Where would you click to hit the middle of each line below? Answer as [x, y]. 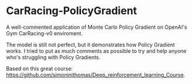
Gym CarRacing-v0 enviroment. [45, 33]
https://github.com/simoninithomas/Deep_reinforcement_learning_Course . [96, 75]
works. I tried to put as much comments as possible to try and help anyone [96, 51]
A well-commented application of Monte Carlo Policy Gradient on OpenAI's [97, 27]
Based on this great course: [40, 68]
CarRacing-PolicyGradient [72, 11]
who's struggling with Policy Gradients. [53, 57]
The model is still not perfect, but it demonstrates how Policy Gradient [90, 45]
